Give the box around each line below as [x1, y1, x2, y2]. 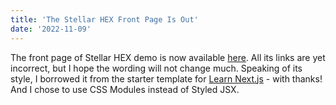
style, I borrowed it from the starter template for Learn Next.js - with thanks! [10, 72, 323, 85]
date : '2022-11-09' [10, 24, 92, 34]
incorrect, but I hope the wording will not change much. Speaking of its [10, 62, 303, 74]
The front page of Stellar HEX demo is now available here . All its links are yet [10, 51, 326, 63]
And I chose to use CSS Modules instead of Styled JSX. [10, 83, 240, 95]
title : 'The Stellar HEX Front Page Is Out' [10, 14, 199, 25]
